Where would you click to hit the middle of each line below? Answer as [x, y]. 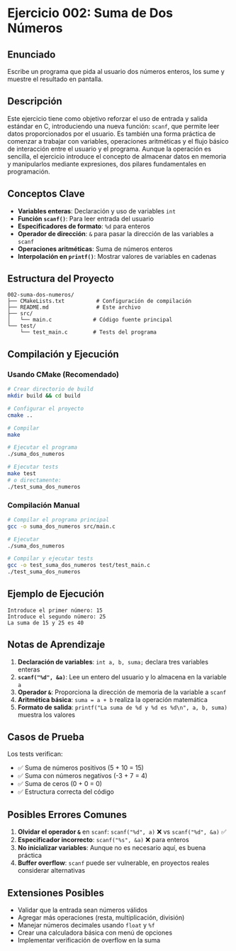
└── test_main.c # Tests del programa [89, 332]
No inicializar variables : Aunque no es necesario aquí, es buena [112, 848]
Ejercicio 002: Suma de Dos [90, 13]
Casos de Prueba [46, 737]
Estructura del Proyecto [61, 279]
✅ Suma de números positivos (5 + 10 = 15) [80, 768]
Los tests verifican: [35, 754]
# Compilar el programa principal [58, 520]
